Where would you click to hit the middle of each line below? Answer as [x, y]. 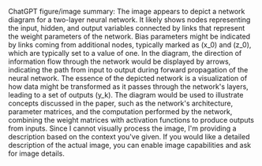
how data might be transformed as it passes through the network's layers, [128, 87]
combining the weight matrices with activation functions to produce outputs [131, 120]
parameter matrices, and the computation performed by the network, [120, 112]
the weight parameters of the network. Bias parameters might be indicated [129, 36]
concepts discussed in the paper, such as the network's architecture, [121, 103]
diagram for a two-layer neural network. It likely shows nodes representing [129, 20]
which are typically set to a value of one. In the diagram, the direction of [125, 53]
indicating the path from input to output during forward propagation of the [128, 70]
